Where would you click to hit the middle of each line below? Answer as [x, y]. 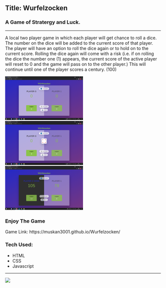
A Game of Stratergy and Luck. [43, 22]
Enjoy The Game [25, 221]
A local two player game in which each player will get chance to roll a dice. [81, 38]
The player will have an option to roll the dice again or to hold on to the [77, 48]
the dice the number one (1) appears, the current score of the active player [81, 58]
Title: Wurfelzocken [36, 8]
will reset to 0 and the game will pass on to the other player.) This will [76, 64]
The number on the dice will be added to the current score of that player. [79, 43]
